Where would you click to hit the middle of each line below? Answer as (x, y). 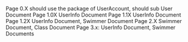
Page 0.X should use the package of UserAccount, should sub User (89, 9)
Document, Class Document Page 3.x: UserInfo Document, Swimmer (91, 27)
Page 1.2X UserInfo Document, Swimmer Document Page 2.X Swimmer (94, 21)
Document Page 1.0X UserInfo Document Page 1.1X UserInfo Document (93, 15)
